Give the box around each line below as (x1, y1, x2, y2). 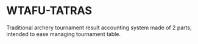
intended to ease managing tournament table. (6, 30, 121, 37)
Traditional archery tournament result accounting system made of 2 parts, (6, 24, 192, 31)
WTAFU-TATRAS (6, 4, 93, 18)
